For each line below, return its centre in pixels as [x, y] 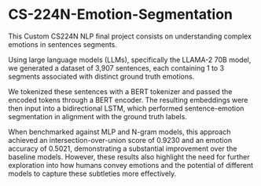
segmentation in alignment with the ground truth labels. [97, 116]
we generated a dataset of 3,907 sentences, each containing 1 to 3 [116, 67]
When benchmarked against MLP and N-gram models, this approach [119, 132]
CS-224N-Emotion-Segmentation [121, 15]
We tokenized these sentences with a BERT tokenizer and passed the [120, 91]
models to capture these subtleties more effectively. [92, 173]
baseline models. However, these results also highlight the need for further [129, 157]
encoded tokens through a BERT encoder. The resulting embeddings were [128, 100]
